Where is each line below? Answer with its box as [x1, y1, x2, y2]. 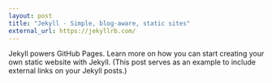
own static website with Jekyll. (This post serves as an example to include [8, 57, 256, 67]
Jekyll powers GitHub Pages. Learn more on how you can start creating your [8, 49, 265, 59]
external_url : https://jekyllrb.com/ [8, 27, 136, 35]
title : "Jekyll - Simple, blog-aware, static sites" [8, 19, 191, 27]
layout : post [8, 11, 53, 20]
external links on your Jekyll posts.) [8, 66, 127, 76]
